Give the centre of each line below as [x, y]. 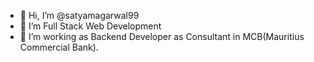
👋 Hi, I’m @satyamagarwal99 [79, 15]
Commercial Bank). [59, 47]
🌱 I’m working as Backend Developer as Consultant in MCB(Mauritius [162, 36]
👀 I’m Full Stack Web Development [90, 26]
